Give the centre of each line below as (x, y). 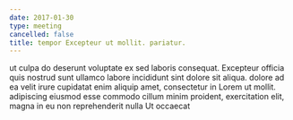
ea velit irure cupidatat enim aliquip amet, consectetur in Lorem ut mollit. (142, 87)
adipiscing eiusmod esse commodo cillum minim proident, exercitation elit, (147, 97)
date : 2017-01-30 (42, 17)
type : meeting (36, 26)
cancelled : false (42, 34)
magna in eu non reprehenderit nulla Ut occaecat (100, 106)
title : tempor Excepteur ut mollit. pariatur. (98, 43)
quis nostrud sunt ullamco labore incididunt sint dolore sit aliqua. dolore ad (147, 78)
